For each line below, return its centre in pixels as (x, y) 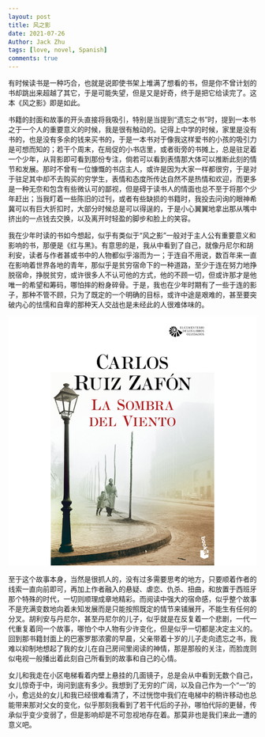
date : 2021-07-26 (37, 33)
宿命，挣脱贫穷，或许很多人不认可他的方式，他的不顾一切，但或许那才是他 (136, 275)
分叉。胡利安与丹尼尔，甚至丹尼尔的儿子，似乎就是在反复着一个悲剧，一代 (129, 619)
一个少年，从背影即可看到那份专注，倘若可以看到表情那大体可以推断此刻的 (129, 159)
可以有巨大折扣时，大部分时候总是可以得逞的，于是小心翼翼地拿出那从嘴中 (136, 209)
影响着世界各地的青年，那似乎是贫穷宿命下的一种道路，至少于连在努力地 (132, 265)
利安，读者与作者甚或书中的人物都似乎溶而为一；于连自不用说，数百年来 (125, 255)
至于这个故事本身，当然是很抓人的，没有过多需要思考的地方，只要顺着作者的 (132, 579)
